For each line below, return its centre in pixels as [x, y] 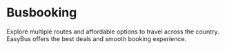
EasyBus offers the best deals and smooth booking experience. [97, 38]
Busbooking [42, 13]
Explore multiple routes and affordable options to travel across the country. [113, 32]
